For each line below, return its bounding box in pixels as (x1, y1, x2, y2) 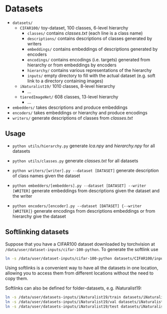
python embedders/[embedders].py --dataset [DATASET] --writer (12, 183, 147, 188)
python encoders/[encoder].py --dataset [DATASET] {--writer (12, 203, 142, 209)
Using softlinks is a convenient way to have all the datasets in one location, (5, 265, 159, 271)
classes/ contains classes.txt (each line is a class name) (27, 30, 143, 36)
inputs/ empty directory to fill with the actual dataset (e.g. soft (27, 72, 156, 78)
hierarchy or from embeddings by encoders (27, 62, 117, 68)
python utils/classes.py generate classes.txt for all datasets (12, 158, 138, 164)
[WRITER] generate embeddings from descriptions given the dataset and (12, 188, 160, 194)
